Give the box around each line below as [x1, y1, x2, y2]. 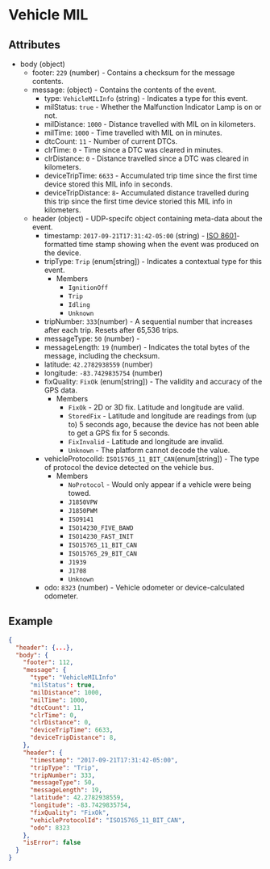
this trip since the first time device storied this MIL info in [44, 196, 233, 206]
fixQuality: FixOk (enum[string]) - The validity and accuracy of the [44, 377, 263, 386]
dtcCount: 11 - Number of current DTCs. [44, 136, 178, 146]
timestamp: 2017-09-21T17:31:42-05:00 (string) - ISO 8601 [44, 231, 237, 240]
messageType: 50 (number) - [44, 334, 140, 343]
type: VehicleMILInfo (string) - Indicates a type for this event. [44, 94, 248, 103]
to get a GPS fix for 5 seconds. [68, 428, 171, 438]
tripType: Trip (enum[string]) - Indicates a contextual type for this [44, 257, 262, 266]
